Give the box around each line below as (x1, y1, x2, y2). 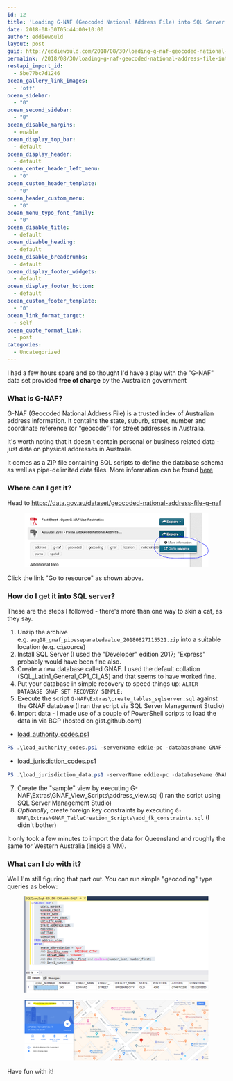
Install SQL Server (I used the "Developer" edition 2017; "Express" (17, 650, 206, 659)
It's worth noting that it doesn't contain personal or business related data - (7, 438, 220, 446)
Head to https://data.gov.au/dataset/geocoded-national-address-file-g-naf (7, 499, 222, 507)
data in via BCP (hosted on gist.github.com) (17, 716, 142, 725)
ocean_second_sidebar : (7, 106, 73, 114)
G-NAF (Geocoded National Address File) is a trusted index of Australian (7, 409, 214, 417)
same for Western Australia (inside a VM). (7, 842, 127, 850)
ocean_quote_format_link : (7, 327, 82, 334)
